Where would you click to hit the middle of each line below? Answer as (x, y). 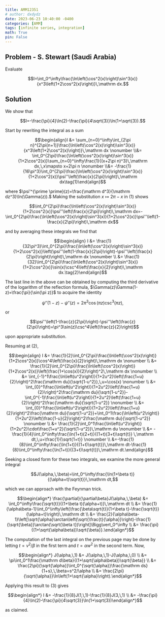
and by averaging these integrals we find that (51, 231)
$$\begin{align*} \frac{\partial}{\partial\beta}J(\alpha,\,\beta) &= (83, 499)
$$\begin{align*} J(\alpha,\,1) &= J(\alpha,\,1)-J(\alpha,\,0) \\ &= (83, 555)
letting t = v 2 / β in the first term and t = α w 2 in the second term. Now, (75, 545)
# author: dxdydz (23, 14)
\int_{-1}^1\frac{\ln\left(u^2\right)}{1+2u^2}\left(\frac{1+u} (86, 377)
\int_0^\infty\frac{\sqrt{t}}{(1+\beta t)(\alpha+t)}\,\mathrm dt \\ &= (75, 504)
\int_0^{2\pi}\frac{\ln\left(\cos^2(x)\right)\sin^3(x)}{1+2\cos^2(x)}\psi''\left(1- (83, 216)
